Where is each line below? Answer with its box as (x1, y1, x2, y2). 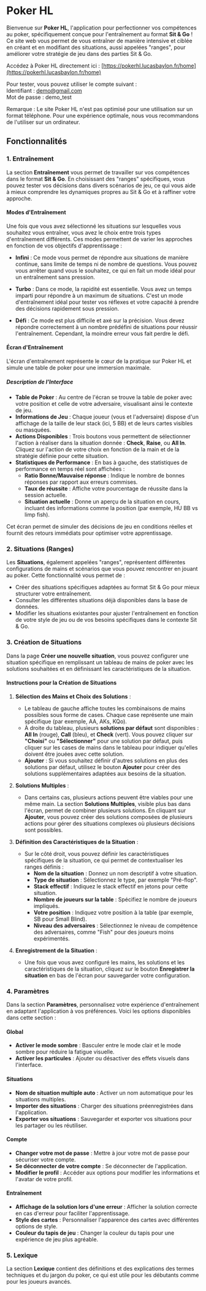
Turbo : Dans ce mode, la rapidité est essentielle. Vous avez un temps (15, 285, 192, 292)
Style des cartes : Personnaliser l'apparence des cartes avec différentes (15, 1216, 199, 1223)
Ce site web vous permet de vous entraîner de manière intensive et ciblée (6, 37, 193, 44)
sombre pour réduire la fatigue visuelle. (15, 1048, 115, 1056)
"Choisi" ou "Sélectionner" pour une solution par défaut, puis (24, 737, 183, 745)
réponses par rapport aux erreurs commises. (24, 478, 138, 486)
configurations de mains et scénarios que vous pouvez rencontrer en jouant (6, 565, 198, 573)
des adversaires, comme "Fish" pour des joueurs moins (33, 928, 174, 936)
